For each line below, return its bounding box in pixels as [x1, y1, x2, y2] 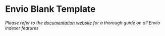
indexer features [5, 25, 39, 31]
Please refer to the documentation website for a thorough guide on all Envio [5, 20, 160, 26]
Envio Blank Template [5, 3, 96, 15]
